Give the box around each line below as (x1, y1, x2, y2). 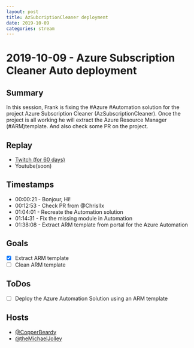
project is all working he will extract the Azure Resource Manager (6, 116, 167, 123)
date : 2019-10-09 (6, 20, 50, 26)
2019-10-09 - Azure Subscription (6, 52, 175, 65)
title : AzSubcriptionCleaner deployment (6, 14, 109, 20)
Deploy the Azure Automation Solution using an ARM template (14, 295, 168, 302)
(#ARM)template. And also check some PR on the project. (6, 123, 148, 130)
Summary (6, 87, 44, 98)
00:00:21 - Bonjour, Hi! (14, 195, 71, 202)
